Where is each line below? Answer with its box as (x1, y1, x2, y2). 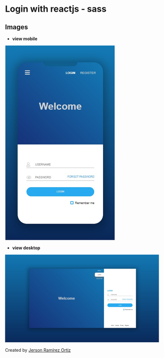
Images (5, 23, 28, 31)
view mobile (12, 36, 38, 42)
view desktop (12, 245, 41, 251)
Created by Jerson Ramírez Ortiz (5, 347, 71, 353)
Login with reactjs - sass (5, 3, 106, 15)
